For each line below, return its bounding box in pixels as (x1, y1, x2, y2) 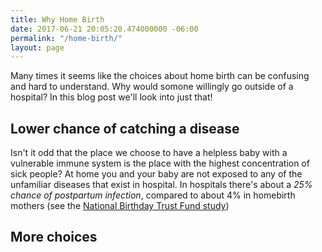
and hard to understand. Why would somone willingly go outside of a (10, 81, 294, 93)
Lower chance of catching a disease (10, 120, 240, 137)
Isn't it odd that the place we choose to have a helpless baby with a (10, 147, 288, 159)
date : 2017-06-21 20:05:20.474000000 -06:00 (10, 24, 199, 34)
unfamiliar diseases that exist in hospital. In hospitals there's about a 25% (10, 179, 313, 191)
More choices (10, 229, 98, 246)
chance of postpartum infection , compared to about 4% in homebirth (10, 189, 296, 201)
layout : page (10, 42, 65, 53)
